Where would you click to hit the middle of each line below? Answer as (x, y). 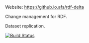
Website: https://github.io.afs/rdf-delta (45, 7)
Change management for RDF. (36, 16)
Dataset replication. (25, 26)
